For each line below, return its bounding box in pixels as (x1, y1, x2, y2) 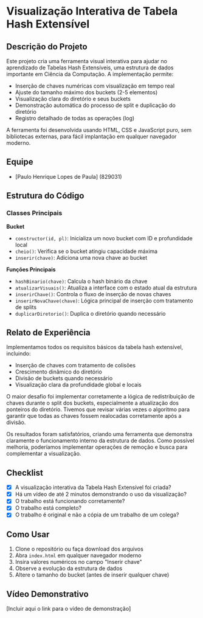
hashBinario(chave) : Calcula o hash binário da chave (15, 277, 148, 285)
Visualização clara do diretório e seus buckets (15, 95, 131, 102)
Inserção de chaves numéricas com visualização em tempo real (15, 82, 175, 89)
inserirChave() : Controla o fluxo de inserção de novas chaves (15, 290, 171, 297)
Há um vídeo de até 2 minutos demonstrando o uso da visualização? (15, 491, 187, 498)
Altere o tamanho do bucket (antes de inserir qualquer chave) (15, 571, 170, 578)
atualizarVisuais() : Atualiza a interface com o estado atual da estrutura (15, 284, 198, 291)
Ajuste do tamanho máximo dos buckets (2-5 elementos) (15, 89, 158, 95)
